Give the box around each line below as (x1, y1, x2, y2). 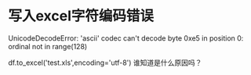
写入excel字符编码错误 (8, 7, 155, 25)
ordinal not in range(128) (8, 41, 88, 51)
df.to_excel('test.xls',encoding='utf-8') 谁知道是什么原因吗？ (8, 58, 202, 67)
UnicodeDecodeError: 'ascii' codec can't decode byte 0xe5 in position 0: (8, 33, 244, 43)
